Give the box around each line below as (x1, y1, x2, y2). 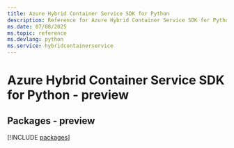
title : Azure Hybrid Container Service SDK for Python (7, 10, 170, 17)
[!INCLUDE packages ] (7, 133, 70, 141)
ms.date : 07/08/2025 (7, 23, 68, 30)
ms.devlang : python (7, 36, 64, 43)
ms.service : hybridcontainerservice (7, 42, 114, 49)
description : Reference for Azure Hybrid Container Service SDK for (7, 17, 210, 24)
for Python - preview (7, 88, 129, 103)
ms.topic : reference (7, 29, 68, 37)
